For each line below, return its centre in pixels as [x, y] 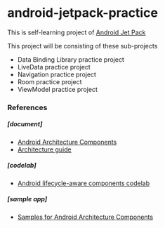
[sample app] [27, 199]
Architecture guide [44, 149]
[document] [25, 124]
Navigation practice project [57, 74]
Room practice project [49, 81]
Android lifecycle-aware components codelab [84, 183]
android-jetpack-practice [82, 13]
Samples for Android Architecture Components [85, 217]
